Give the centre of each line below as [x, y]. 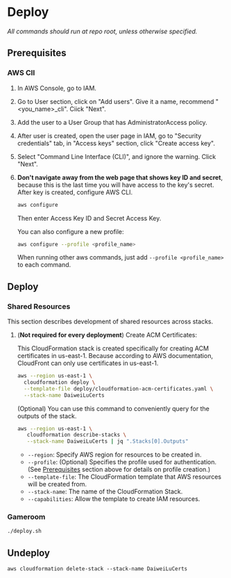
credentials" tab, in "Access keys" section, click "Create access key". [116, 143]
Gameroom [26, 517]
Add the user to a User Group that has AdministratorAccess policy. [112, 122]
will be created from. [57, 484]
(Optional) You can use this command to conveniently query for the [113, 408]
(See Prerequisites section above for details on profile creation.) [119, 470]
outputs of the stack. [47, 416]
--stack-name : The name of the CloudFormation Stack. [105, 492]
